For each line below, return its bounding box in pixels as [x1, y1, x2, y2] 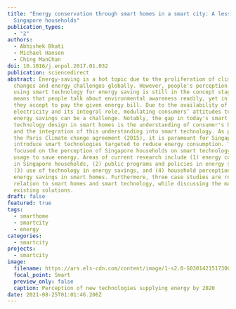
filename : [13, 265, 42, 272]
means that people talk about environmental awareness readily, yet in [13, 96, 228, 103]
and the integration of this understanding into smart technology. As [13, 128, 225, 135]
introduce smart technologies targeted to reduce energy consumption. [13, 141, 225, 148]
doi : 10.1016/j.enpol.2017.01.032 [7, 63, 109, 70]
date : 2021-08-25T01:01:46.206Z [7, 291, 102, 298]
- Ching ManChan [13, 56, 61, 63]
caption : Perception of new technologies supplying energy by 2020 [13, 284, 216, 291]
